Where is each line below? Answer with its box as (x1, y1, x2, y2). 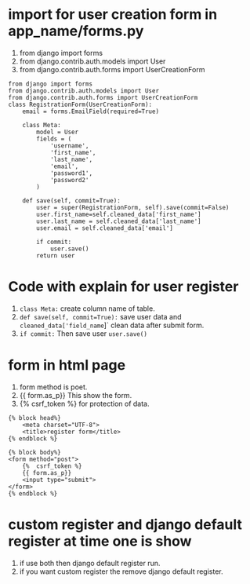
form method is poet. (19, 382, 88, 392)
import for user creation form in (8, 5, 218, 24)
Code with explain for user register (8, 278, 239, 296)
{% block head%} (8, 414, 61, 422)
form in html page (8, 356, 126, 374)
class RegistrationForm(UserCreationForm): (8, 100, 153, 108)
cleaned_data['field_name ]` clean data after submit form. (19, 320, 205, 330)
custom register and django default (8, 516, 243, 533)
